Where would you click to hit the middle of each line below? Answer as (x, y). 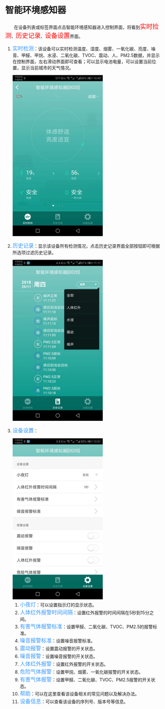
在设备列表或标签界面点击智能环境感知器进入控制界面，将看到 (77, 27)
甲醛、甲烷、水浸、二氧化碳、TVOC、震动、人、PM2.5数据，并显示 (90, 55)
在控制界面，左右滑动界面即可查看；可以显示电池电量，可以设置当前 (82, 61)
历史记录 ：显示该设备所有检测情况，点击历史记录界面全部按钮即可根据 (86, 246)
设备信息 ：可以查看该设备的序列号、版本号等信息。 (74, 701)
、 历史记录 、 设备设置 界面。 (47, 36)
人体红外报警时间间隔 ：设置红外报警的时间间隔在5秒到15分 (84, 612)
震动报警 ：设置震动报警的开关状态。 (59, 648)
